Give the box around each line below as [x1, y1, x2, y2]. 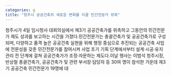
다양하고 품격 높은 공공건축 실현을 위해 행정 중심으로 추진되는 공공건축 [16, 39, 155, 46]
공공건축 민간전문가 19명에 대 [10, 65, 69, 71]
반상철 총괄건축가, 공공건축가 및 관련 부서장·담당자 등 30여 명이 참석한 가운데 [5, 59, 158, 65]
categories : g [5, 7, 36, 13]
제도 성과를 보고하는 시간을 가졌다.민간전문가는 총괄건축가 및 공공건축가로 [10, 33, 157, 39]
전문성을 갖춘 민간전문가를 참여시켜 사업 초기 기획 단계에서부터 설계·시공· [10, 46, 155, 52]
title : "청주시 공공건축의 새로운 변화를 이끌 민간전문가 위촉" [5, 12, 120, 17]
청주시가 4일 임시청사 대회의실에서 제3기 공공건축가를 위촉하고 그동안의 [5, 27, 148, 33]
